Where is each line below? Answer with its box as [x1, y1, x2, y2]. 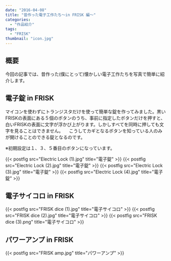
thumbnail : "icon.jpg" [5, 36, 54, 42]
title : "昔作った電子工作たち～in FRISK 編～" [5, 12, 96, 17]
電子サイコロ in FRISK [5, 191, 75, 200]
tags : [5, 27, 17, 32]
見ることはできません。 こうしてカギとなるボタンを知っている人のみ [14, 128, 162, 134]
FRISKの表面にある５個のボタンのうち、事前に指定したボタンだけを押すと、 [5, 115, 165, 121]
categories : [5, 17, 31, 22]
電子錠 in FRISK [5, 94, 55, 103]
